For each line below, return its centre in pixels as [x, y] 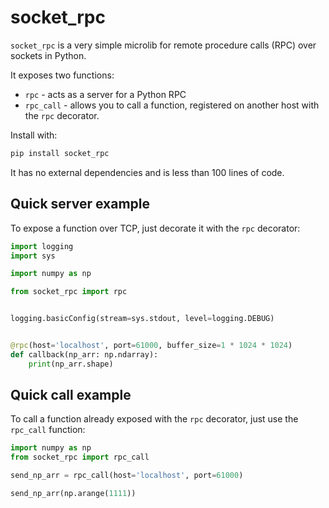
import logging [42, 246]
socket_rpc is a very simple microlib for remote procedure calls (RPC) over [163, 45]
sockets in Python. [48, 55]
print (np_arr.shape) [71, 364]
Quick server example [80, 204]
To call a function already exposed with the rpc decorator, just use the [154, 419]
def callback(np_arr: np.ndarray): [84, 354]
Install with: [34, 135]
